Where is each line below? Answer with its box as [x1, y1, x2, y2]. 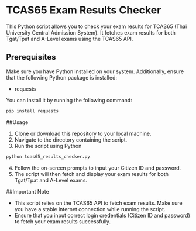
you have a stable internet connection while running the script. [14, 205, 166, 212]
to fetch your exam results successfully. [14, 218, 111, 225]
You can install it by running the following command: [6, 96, 133, 104]
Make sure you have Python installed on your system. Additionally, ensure [6, 68, 184, 75]
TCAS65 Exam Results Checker [6, 4, 161, 17]
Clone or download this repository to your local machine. [14, 130, 152, 137]
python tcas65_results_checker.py [6, 153, 91, 160]
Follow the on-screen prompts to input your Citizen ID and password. [14, 164, 181, 171]
